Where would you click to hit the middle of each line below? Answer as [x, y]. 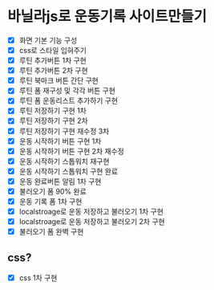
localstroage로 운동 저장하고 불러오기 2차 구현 [92, 222]
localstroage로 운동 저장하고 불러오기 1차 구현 [91, 211]
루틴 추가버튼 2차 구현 [54, 71]
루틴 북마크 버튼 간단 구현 [59, 80]
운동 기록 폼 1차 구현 [50, 201]
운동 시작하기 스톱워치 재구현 [64, 161]
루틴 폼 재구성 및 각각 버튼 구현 [67, 91]
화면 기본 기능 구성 [48, 40]
